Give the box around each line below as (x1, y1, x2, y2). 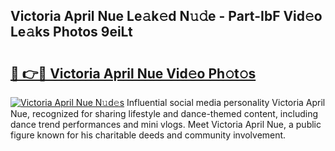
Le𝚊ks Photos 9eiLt (10, 24, 133, 41)
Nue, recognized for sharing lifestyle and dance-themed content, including (10, 108, 319, 119)
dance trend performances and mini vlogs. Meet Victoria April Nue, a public (10, 119, 322, 130)
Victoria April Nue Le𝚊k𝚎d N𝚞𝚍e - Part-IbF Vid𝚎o (10, 8, 323, 25)
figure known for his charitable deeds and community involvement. (10, 129, 287, 141)
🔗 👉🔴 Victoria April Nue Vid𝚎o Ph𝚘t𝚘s (10, 65, 257, 82)
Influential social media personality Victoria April (126, 97, 326, 108)
